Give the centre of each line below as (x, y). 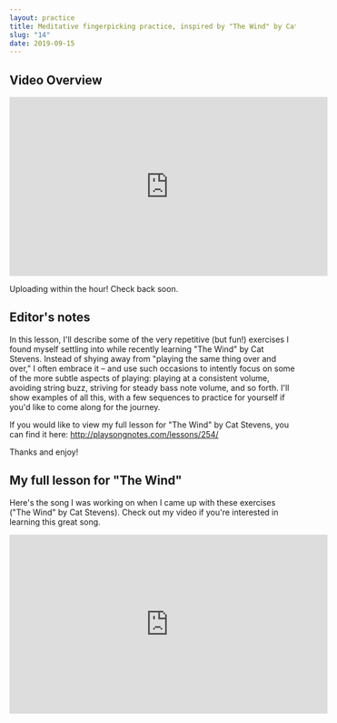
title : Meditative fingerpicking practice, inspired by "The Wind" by (146, 26)
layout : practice (42, 18)
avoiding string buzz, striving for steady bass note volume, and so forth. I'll (149, 387)
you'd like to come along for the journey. (85, 407)
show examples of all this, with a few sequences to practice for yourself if (147, 397)
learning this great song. (55, 522)
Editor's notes (50, 318)
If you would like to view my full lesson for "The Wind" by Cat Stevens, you (149, 425)
